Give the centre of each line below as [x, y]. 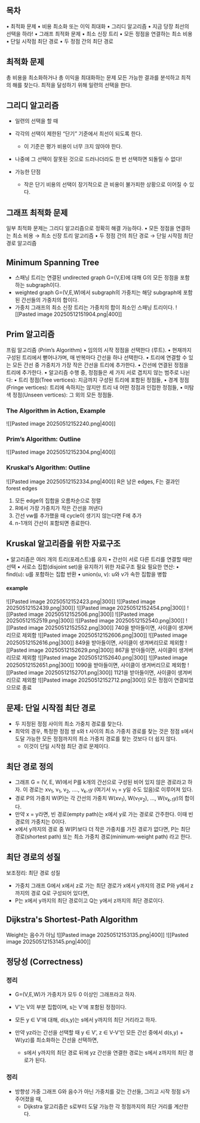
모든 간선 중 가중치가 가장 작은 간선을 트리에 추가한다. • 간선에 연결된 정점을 [101, 365]
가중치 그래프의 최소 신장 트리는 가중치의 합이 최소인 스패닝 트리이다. [94, 307]
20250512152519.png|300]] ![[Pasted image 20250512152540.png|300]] [96, 620]
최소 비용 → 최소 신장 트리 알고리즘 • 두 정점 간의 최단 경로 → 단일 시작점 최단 [103, 236]
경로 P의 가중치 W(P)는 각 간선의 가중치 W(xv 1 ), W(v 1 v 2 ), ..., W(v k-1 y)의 [99, 799]
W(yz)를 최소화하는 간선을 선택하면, [56, 1040]
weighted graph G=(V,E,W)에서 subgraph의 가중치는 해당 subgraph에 [98, 292]
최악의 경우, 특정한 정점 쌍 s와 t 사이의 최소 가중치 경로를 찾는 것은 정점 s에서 [104, 731]
